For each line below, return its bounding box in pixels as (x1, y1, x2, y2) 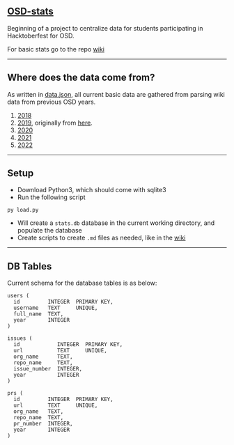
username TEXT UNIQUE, (13, 304, 98, 312)
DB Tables (7, 260, 52, 272)
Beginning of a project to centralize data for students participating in (7, 24, 203, 32)
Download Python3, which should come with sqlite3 (17, 186, 166, 194)
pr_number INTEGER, (13, 421, 73, 428)
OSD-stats (7, 6, 54, 17)
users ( (7, 292, 30, 299)
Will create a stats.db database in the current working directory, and (17, 219, 215, 227)
